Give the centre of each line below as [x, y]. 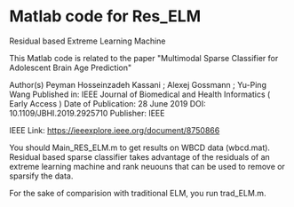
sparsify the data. [41, 176]
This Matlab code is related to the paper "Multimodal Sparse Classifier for [144, 58]
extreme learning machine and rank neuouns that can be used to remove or [147, 166]
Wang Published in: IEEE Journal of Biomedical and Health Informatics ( [140, 94]
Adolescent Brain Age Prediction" [71, 68]
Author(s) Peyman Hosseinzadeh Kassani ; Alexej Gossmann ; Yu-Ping [138, 84]
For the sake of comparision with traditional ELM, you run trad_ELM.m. [138, 193]
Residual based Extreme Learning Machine [87, 41]
